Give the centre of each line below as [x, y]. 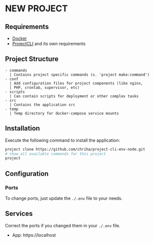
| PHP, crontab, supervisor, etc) [44, 87]
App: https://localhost [34, 235]
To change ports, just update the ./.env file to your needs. [64, 198]
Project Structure [32, 59]
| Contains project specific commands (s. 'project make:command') [80, 75]
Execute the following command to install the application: [63, 140]
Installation [22, 128]
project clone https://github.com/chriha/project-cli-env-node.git [75, 149]
